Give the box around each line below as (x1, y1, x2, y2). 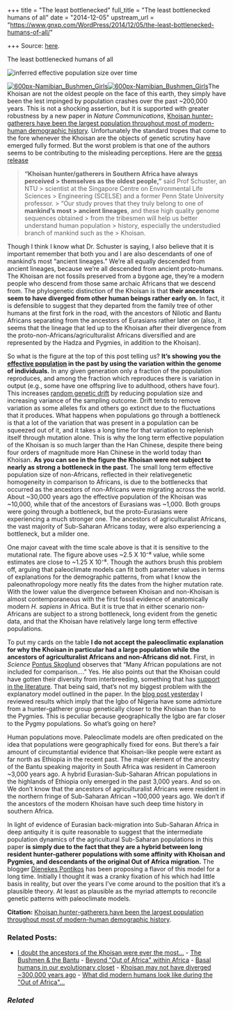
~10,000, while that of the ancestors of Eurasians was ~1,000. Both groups (7, 500, 221, 508)
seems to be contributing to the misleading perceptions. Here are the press (7, 149, 223, 157)
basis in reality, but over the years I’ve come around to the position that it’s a (7, 880, 226, 887)
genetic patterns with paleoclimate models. (7, 894, 131, 903)
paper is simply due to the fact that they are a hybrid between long (7, 843, 203, 850)
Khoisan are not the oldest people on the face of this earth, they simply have (7, 90, 226, 98)
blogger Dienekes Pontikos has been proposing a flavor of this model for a (7, 865, 220, 873)
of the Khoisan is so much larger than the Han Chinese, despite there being (7, 441, 223, 449)
